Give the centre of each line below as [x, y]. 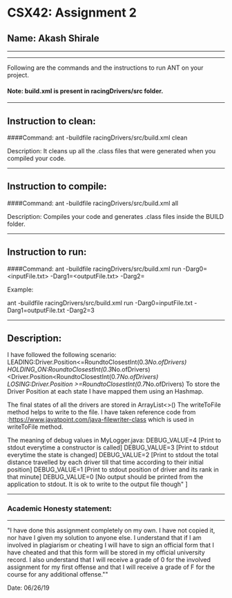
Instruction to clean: [52, 121]
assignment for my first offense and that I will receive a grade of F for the [111, 567]
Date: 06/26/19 [28, 588]
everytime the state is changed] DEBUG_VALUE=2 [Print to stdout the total [113, 455]
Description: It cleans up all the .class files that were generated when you [112, 151]
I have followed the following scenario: [62, 355]
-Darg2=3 [80, 310]
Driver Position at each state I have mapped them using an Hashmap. [105, 392]
